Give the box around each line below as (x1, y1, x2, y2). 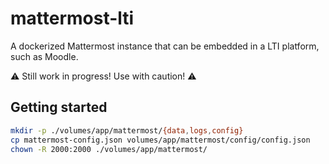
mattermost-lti (10, 7, 135, 30)
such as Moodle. (10, 50, 79, 62)
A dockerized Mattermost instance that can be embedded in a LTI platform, (10, 40, 320, 52)
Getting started (10, 99, 108, 116)
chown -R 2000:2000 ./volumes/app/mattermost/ (10, 144, 208, 154)
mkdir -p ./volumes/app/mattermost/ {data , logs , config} (10, 125, 244, 136)
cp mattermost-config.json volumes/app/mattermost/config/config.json (10, 135, 311, 145)
